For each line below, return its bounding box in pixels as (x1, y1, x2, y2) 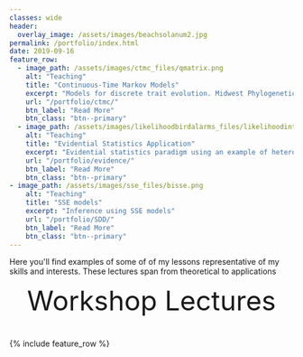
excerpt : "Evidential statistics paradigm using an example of (25, 147, 269, 156)
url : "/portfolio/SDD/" (25, 214, 115, 224)
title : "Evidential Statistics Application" (25, 139, 196, 148)
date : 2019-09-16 (9, 47, 75, 56)
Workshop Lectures (26, 284, 277, 318)
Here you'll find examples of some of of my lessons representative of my (9, 257, 280, 268)
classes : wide (9, 13, 63, 23)
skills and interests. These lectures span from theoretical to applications (9, 266, 277, 277)
